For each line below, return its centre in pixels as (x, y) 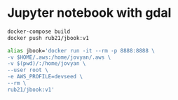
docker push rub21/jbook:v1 (48, 38)
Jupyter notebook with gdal (89, 13)
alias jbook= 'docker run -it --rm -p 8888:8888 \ (81, 50)
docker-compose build (39, 31)
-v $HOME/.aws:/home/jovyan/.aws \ (59, 57)
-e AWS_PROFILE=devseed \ (45, 77)
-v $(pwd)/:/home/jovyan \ (47, 64)
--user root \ (28, 70)
